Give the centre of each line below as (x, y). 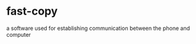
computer (19, 34)
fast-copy (32, 11)
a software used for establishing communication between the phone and (98, 28)
